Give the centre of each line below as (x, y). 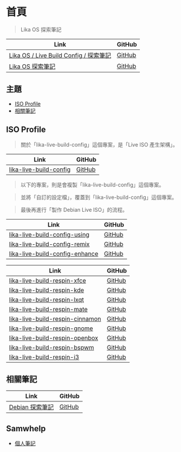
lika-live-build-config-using (49, 234)
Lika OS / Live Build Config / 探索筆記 (60, 55)
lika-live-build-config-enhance (54, 254)
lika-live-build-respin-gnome (51, 328)
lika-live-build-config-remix (49, 244)
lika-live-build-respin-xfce (48, 280)
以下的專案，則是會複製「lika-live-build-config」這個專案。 (92, 185)
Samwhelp (26, 428)
